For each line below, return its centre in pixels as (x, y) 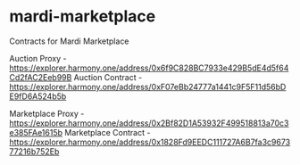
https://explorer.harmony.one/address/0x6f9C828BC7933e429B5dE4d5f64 (149, 68)
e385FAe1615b (36, 132)
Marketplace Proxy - (47, 113)
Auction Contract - (108, 77)
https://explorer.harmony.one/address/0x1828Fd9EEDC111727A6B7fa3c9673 (150, 142)
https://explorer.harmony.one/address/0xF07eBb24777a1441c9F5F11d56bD (148, 87)
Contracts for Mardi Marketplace (69, 41)
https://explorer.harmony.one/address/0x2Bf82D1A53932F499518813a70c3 (149, 123)
